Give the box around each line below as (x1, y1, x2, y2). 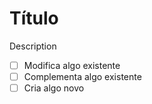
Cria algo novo (23, 82, 85, 94)
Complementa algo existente (23, 71, 142, 82)
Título (9, 7, 59, 30)
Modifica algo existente (23, 59, 121, 71)
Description (9, 40, 57, 52)
